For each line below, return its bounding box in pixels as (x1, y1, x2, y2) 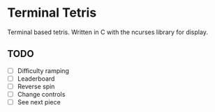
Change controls (17, 90, 66, 98)
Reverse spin (17, 82, 55, 90)
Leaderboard (17, 74, 55, 83)
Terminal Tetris (7, 5, 97, 21)
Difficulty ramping (17, 66, 70, 74)
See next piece (17, 98, 61, 106)
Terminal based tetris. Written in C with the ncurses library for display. (7, 28, 208, 36)
